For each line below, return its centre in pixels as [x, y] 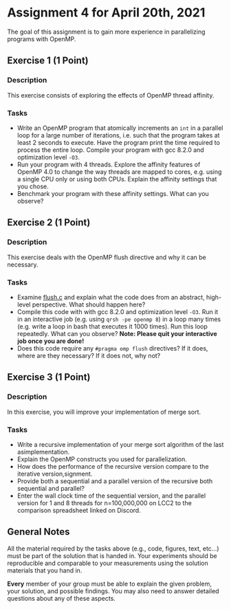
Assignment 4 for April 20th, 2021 [106, 13]
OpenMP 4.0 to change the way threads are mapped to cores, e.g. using [119, 171]
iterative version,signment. [55, 474]
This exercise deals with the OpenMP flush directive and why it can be [107, 257]
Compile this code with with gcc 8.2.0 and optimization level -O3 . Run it [118, 311]
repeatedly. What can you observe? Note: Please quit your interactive [117, 333]
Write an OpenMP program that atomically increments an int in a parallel [120, 128]
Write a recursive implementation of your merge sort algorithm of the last [120, 444]
